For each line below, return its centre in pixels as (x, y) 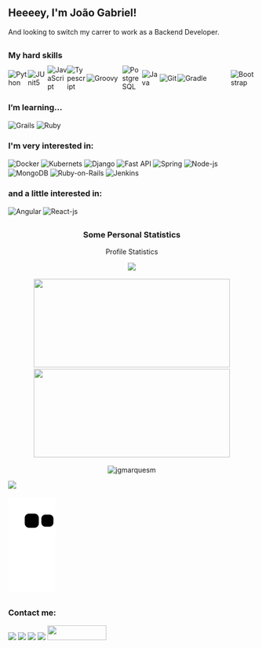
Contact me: (32, 613)
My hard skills (35, 56)
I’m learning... (35, 107)
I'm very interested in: (51, 145)
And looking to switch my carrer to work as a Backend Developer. (114, 31)
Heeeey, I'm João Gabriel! (73, 13)
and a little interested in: (55, 193)
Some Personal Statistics (132, 235)
